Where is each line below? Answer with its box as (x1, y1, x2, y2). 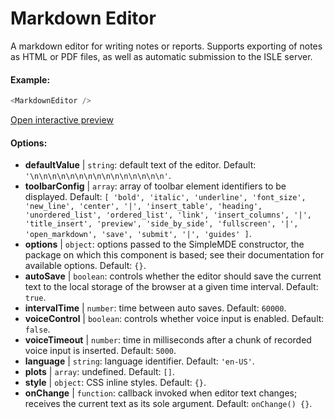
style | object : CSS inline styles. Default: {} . (24, 377, 207, 389)
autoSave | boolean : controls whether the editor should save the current (24, 270, 322, 282)
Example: (10, 73, 51, 86)
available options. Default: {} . (24, 260, 147, 272)
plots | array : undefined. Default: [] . (24, 366, 175, 378)
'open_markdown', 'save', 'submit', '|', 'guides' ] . (24, 228, 252, 240)
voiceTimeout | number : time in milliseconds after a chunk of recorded (24, 334, 312, 346)
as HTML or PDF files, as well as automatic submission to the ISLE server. (10, 50, 313, 62)
